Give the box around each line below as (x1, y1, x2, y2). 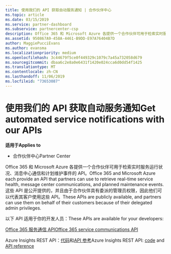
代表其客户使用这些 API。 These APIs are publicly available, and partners (9, 194, 161, 200)
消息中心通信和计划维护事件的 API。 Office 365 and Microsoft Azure (14, 170, 156, 176)
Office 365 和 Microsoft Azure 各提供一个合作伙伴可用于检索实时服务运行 (5, 164, 159, 170)
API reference (5, 243, 35, 249)
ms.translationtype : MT (5, 64, 56, 70)
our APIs (5, 124, 42, 136)
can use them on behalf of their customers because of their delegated (5, 199, 153, 205)
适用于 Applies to (5, 142, 41, 148)
